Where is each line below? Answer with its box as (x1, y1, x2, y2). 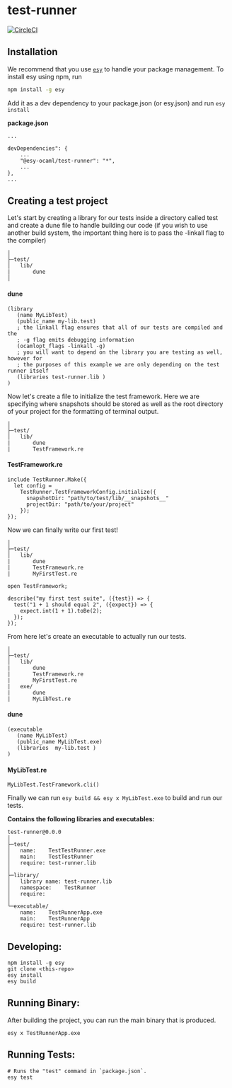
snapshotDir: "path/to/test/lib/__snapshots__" (25, 494, 170, 502)
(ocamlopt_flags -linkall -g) (16, 342, 106, 349)
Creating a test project (7, 195, 108, 207)
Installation (7, 46, 58, 58)
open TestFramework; (7, 582, 69, 589)
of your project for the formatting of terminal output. (7, 407, 159, 415)
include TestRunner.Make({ (7, 476, 87, 483)
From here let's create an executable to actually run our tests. (7, 632, 187, 640)
